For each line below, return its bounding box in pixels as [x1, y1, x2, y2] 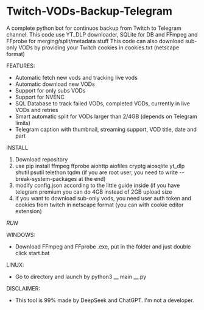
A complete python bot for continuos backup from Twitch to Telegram [6, 24, 181, 32]
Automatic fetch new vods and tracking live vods [15, 74, 138, 81]
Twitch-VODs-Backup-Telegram [6, 4, 172, 18]
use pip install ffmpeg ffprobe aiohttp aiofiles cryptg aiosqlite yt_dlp [15, 162, 185, 169]
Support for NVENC [15, 93, 65, 100]
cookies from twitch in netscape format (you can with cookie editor [15, 201, 184, 208]
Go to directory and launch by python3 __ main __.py [15, 273, 147, 280]
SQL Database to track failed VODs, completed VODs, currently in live [15, 99, 191, 107]
